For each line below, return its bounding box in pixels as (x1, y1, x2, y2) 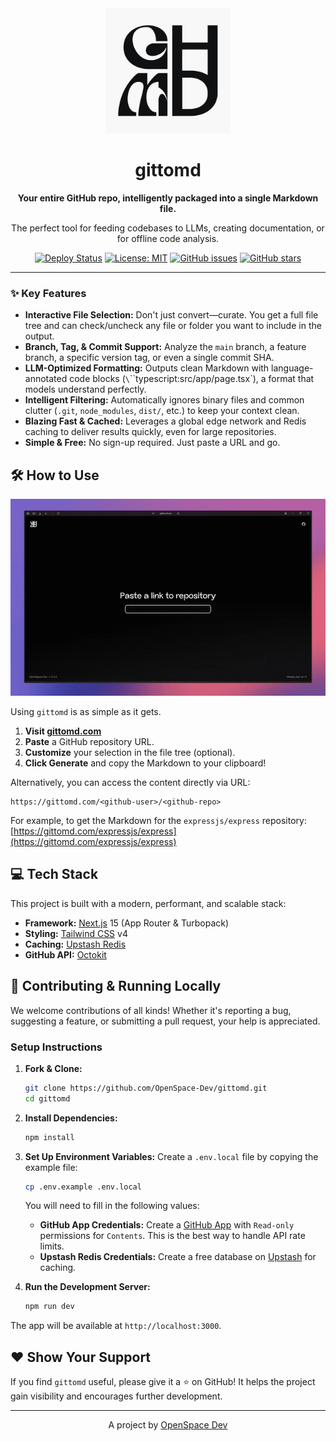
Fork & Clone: (24, 1062, 83, 1074)
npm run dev (24, 1302, 75, 1312)
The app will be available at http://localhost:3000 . (10, 1320, 222, 1332)
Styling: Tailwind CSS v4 (24, 927, 128, 939)
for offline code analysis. (116, 232, 220, 244)
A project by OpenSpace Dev (108, 1419, 228, 1431)
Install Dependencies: (24, 1112, 118, 1124)
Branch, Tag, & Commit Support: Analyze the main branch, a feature (24, 341, 307, 353)
